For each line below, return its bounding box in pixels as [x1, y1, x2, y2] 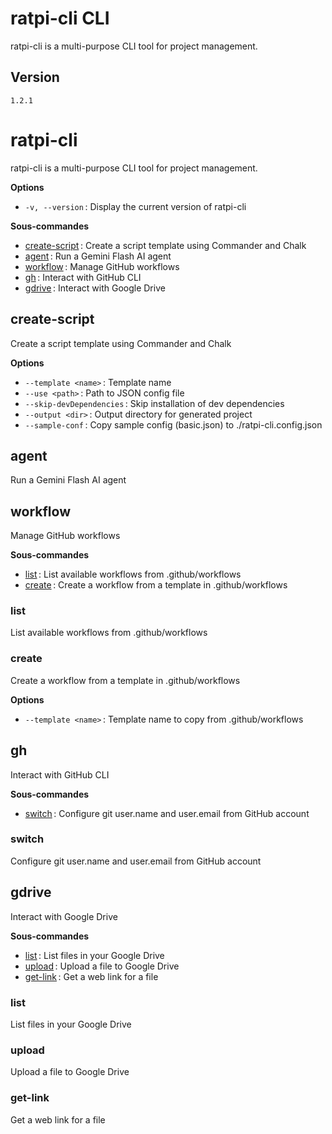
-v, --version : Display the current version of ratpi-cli [24, 200, 247, 212]
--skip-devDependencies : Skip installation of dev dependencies [24, 397, 285, 409]
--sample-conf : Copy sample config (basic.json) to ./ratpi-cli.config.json [24, 418, 323, 431]
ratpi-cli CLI [10, 7, 110, 30]
